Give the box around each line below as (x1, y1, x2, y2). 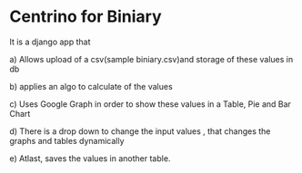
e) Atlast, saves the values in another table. (9, 152, 171, 164)
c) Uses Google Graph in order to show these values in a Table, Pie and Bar (9, 98, 291, 110)
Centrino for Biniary (9, 6, 162, 27)
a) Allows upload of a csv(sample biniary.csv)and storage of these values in (9, 53, 294, 64)
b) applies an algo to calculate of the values (9, 81, 173, 91)
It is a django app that (9, 36, 91, 47)
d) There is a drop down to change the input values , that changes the (9, 125, 271, 137)
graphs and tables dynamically (9, 135, 125, 146)
